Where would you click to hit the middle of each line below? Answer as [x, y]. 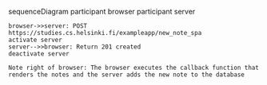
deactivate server [39, 54]
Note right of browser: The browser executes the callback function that [134, 68]
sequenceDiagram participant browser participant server [102, 12]
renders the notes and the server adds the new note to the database [127, 75]
